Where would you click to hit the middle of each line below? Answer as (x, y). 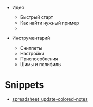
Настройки (32, 53)
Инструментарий (31, 38)
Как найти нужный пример (49, 23)
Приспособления (39, 59)
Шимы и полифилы (41, 64)
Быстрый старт (36, 17)
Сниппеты (31, 48)
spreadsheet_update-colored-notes (50, 99)
